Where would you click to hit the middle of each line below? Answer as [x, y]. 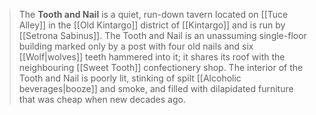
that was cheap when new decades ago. [102, 99]
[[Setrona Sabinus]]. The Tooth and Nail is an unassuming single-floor [162, 35]
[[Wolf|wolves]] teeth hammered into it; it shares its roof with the [152, 57]
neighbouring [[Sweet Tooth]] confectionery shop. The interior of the [161, 67]
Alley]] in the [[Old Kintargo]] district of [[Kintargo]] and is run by [152, 25]
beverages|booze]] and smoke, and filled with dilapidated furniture [156, 88]
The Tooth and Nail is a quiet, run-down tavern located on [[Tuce [153, 14]
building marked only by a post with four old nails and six [136, 46]
